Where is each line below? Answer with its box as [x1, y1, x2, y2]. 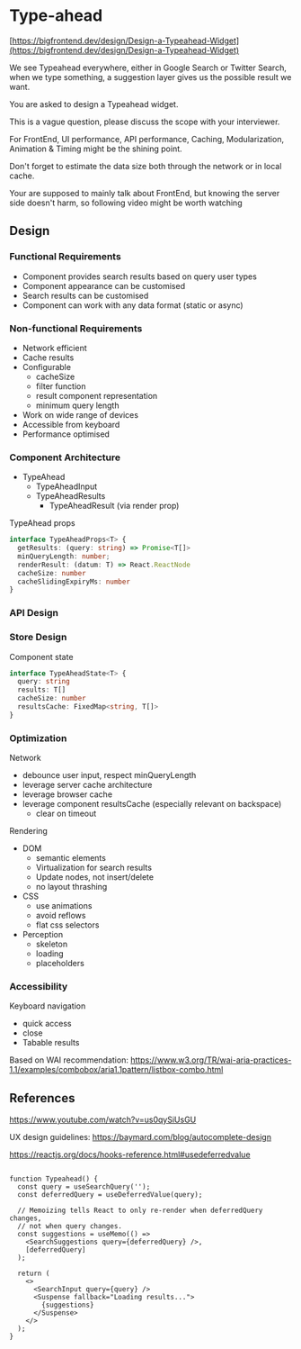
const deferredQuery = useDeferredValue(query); [17, 1191, 203, 1200]
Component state [9, 651, 74, 662]
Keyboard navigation [9, 1000, 86, 1011]
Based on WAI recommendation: [9, 1055, 128, 1065]
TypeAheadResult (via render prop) [49, 501, 180, 512]
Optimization [9, 731, 67, 744]
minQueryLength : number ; [17, 551, 111, 561]
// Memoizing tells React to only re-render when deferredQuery [17, 1206, 263, 1216]
